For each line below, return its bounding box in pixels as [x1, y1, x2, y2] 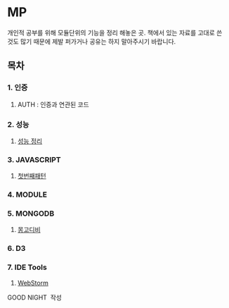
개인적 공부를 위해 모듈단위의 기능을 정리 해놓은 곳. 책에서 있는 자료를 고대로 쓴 [7, 28, 223, 37]
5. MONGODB [7, 209, 55, 218]
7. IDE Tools [7, 262, 47, 272]
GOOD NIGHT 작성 [7, 293, 62, 302]
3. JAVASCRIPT [7, 154, 61, 164]
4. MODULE [7, 190, 48, 199]
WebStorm [17, 278, 49, 287]
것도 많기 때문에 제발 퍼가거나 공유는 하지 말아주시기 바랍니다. [7, 37, 176, 46]
